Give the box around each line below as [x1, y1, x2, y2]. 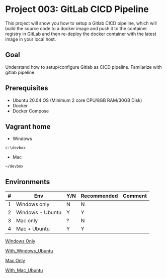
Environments [5, 177, 50, 186]
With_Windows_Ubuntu [5, 248, 53, 254]
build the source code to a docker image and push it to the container [5, 25, 147, 31]
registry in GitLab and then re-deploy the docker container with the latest [5, 31, 157, 37]
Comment [122, 192, 147, 199]
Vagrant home [5, 122, 51, 131]
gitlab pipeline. [5, 69, 36, 75]
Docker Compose [12, 108, 49, 114]
